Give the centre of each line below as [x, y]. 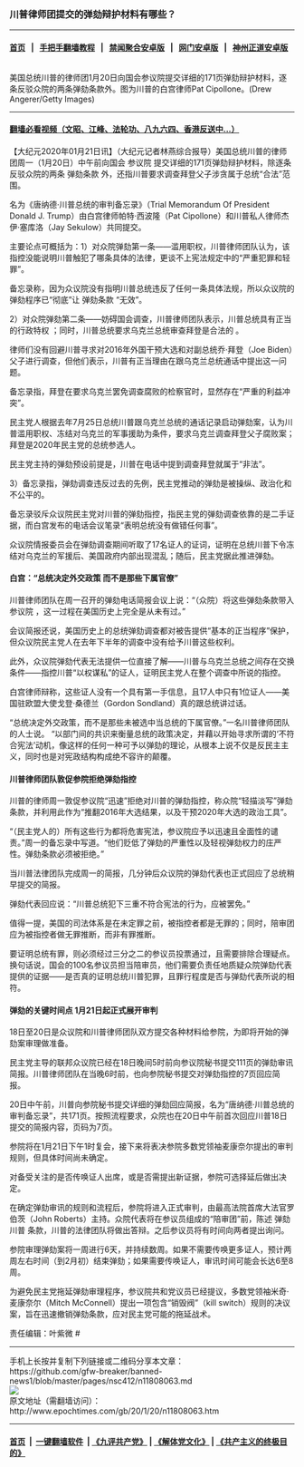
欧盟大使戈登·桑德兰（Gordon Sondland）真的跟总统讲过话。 [138, 703]
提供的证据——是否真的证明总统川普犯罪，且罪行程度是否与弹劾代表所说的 [148, 976]
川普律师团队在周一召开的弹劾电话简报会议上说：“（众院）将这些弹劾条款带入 [152, 599]
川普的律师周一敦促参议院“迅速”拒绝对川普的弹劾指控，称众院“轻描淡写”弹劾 [151, 801]
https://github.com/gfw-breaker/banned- [86, 1372]
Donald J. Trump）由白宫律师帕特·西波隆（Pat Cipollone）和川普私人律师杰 [149, 216]
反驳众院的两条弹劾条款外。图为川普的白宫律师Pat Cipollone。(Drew [144, 89]
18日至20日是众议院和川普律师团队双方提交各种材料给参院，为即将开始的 [145, 1032]
